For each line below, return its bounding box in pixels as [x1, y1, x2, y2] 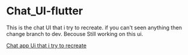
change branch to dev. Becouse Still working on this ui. [6, 30, 143, 37]
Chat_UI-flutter [6, 4, 83, 18]
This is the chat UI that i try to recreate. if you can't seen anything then [6, 24, 183, 31]
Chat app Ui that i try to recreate [6, 42, 86, 49]
